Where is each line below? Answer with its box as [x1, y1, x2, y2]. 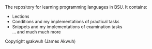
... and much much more [12, 29, 61, 34]
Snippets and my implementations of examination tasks [12, 24, 122, 30]
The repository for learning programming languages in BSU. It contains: [5, 4, 148, 10]
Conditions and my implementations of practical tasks [12, 19, 120, 24]
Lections [12, 14, 30, 19]
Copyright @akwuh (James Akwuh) [5, 38, 76, 44]
